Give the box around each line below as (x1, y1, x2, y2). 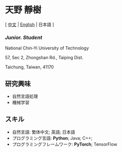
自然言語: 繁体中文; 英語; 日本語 (12, 129, 75, 135)
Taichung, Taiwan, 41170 (5, 64, 54, 70)
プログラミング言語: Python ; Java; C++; (12, 135, 93, 141)
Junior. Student (5, 34, 42, 41)
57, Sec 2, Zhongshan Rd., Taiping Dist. (5, 55, 84, 61)
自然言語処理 (12, 93, 38, 99)
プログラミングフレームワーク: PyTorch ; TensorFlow (12, 141, 118, 147)
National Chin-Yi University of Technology (5, 45, 89, 51)
